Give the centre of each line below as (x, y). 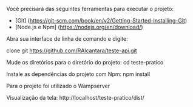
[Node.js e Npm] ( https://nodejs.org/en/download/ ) (79, 27)
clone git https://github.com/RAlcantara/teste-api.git (72, 50)
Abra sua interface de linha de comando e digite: (67, 39)
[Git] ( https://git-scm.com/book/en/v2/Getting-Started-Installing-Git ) (101, 20)
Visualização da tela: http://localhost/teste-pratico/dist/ (75, 98)
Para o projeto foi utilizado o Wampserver (58, 86)
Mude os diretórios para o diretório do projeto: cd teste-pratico (85, 62)
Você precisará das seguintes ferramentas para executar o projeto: (90, 9)
